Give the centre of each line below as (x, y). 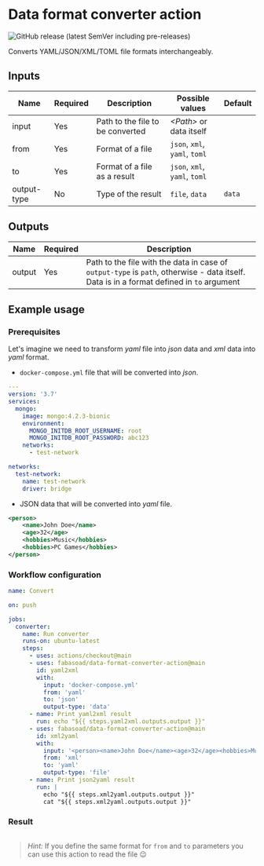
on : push (22, 605)
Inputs (24, 76)
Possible (193, 98)
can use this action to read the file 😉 (87, 854)
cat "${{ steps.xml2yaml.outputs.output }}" (117, 802)
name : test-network (54, 481)
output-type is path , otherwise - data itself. (166, 272)
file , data (188, 194)
